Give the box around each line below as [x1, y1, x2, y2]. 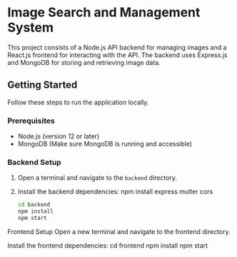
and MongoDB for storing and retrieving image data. [7, 58, 161, 66]
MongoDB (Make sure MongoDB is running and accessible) [17, 140, 193, 148]
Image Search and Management [7, 4, 201, 21]
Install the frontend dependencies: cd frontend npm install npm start [7, 241, 208, 250]
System [7, 19, 54, 36]
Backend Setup [7, 157, 62, 167]
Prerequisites [7, 116, 55, 126]
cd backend [17, 201, 51, 208]
